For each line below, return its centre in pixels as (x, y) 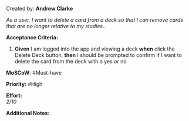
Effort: (14, 95)
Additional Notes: (28, 113)
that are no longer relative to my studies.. (56, 26)
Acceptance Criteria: (32, 37)
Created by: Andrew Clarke (40, 9)
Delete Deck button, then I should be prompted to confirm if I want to (98, 55)
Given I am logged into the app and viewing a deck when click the (95, 49)
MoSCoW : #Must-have (34, 73)
